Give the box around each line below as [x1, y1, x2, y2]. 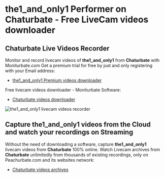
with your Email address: [5, 68, 55, 74]
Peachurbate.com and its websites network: [5, 157, 95, 163]
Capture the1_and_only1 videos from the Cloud [5, 120, 151, 129]
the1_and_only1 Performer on [5, 3, 127, 15]
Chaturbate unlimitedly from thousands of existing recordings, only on [5, 152, 149, 158]
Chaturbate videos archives [12, 167, 69, 173]
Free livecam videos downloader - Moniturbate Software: [5, 87, 121, 92]
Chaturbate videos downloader [12, 96, 75, 102]
